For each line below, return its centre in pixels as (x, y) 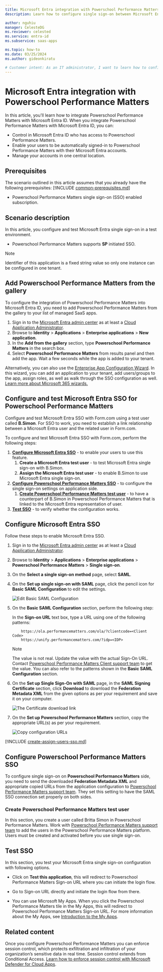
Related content (30, 932)
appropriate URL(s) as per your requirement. (56, 723)
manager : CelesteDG (25, 27)
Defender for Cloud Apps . (31, 964)
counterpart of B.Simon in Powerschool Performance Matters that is (87, 499)
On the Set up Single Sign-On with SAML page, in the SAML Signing (81, 683)
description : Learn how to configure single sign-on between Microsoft (79, 14)
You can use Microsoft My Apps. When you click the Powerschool (78, 901)
